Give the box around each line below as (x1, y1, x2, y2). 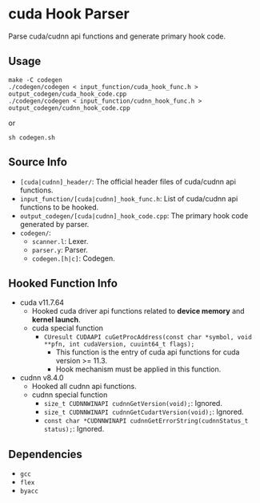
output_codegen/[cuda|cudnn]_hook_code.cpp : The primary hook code (19, 210, 249, 221)
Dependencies (8, 447, 82, 461)
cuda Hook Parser (8, 5, 130, 23)
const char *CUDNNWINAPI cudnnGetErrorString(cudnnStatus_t (43, 417, 249, 425)
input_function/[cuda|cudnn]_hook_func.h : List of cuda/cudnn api (19, 193, 238, 203)
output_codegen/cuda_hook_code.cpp (8, 90, 127, 98)
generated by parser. (19, 219, 90, 229)
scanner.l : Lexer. (31, 236, 89, 245)
